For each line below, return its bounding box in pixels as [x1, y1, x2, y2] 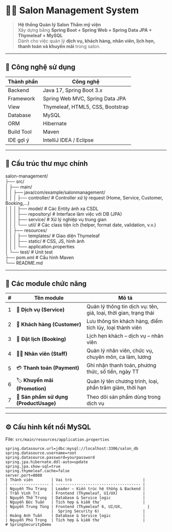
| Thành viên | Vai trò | [5, 477, 145, 482]
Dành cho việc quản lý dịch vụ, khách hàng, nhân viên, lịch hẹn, [17, 38, 155, 44]
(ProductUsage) [16, 400, 56, 407]
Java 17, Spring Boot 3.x [42, 86, 103, 94]
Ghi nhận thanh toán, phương [87, 362, 157, 369]
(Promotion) [16, 385, 47, 392]
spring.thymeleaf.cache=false [5, 469, 70, 474]
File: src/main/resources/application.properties [5, 436, 110, 443]
